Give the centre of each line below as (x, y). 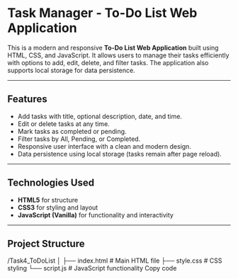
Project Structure (46, 243)
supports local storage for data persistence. (72, 70)
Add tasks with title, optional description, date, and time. (100, 116)
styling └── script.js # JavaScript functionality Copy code (92, 268)
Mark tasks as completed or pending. (72, 131)
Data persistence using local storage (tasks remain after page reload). (119, 154)
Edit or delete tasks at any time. (63, 124)
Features (27, 99)
